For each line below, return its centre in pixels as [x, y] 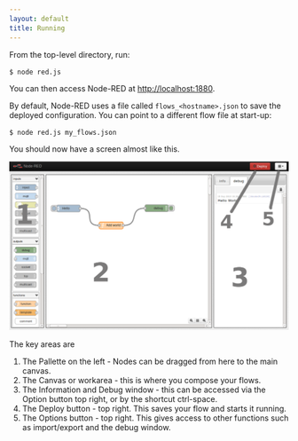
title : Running [37, 28]
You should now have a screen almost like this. [94, 149]
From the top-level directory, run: [70, 54]
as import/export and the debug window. [96, 428]
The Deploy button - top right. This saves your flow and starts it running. [154, 409]
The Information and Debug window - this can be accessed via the [144, 390]
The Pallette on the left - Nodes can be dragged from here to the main [150, 362]
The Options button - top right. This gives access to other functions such [155, 418]
